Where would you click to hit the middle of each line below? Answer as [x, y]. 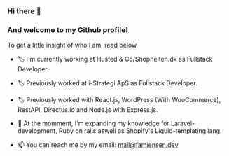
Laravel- [183, 123]
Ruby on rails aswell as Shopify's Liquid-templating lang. [140, 131]
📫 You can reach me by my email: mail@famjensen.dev [98, 145]
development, [37, 131]
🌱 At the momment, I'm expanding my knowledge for [93, 123]
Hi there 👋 [25, 11]
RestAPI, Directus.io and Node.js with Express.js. [88, 110]
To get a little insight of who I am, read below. [73, 45]
